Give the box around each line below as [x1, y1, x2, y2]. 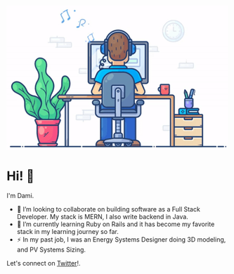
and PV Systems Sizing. [16, 245, 86, 254]
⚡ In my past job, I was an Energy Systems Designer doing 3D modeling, [16, 235, 226, 244]
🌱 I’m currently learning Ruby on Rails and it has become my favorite [16, 220, 215, 228]
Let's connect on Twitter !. [6, 259, 81, 267]
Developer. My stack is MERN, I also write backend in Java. [16, 212, 189, 221]
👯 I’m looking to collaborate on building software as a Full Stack [16, 204, 201, 213]
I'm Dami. [6, 191, 34, 200]
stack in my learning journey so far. [16, 227, 119, 235]
